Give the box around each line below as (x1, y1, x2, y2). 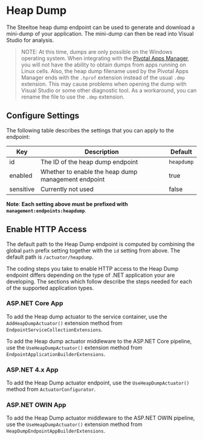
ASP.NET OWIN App (6, 401, 66, 409)
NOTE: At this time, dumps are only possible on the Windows (21, 48, 173, 55)
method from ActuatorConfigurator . (6, 386, 96, 393)
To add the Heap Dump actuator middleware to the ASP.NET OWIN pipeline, (6, 415, 195, 422)
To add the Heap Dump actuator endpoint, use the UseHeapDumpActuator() (6, 379, 190, 387)
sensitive (9, 185, 35, 193)
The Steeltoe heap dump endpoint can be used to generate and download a (6, 24, 195, 31)
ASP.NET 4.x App (6, 365, 59, 374)
